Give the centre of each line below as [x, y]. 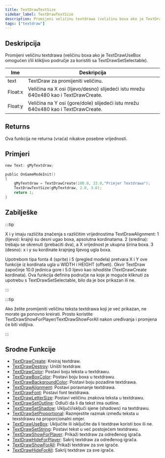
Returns [18, 127]
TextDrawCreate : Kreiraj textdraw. [46, 361]
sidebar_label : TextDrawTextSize [39, 14]
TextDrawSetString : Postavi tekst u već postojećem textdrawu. [75, 429]
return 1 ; [24, 193]
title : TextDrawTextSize [30, 10]
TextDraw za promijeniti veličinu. [65, 81]
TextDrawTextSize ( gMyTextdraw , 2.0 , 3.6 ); [58, 188]
